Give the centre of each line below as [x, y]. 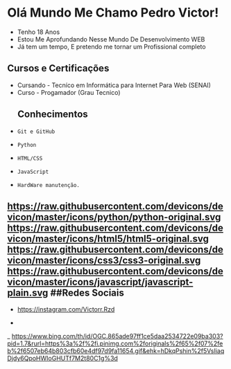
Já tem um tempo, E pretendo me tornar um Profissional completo [111, 46]
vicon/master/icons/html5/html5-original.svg [108, 238]
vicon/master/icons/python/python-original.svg [114, 217]
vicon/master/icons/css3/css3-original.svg [104, 260]
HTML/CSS [30, 158]
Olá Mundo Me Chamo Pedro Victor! [113, 13]
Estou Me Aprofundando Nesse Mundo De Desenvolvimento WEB [111, 39]
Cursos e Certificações [58, 68]
